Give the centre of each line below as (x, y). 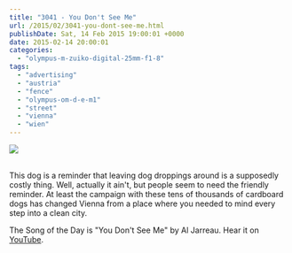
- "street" (37, 108)
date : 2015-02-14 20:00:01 (59, 42)
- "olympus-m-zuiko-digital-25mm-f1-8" (91, 58)
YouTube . (27, 239)
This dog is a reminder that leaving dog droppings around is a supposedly (144, 175)
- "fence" (35, 91)
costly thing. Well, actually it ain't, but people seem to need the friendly (139, 185)
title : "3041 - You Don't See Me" (73, 17)
